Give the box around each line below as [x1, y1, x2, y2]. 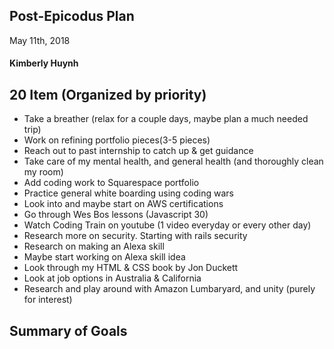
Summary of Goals [9, 322, 128, 339]
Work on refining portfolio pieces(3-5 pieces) [23, 134, 211, 146]
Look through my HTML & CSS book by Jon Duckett [23, 262, 239, 274]
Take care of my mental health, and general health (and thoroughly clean [23, 155, 324, 168]
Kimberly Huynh [9, 57, 79, 69]
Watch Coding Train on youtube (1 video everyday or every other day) [23, 219, 312, 231]
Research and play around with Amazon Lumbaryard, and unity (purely [23, 283, 316, 295]
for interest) [23, 294, 73, 306]
